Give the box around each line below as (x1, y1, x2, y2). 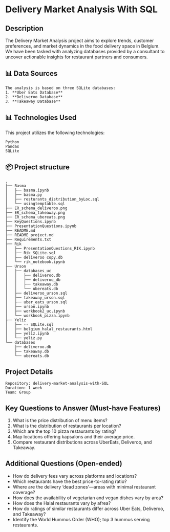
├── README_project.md (5, 233, 54, 238)
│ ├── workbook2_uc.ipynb (5, 308, 66, 314)
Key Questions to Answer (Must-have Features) (5, 404, 161, 412)
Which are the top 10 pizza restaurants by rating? (12, 428, 117, 434)
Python (5, 139, 19, 144)
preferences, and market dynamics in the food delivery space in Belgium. (5, 43, 160, 49)
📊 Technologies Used (5, 114, 77, 122)
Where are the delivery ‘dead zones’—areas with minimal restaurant (12, 483, 156, 490)
